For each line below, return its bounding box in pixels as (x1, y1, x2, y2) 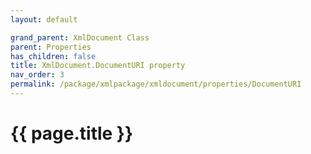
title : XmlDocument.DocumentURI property (10, 61, 186, 71)
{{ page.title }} (10, 122, 134, 145)
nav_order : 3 (10, 70, 65, 80)
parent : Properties (10, 42, 92, 52)
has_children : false (10, 51, 97, 61)
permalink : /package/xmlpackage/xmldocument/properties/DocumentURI (10, 79, 302, 90)
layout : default (10, 14, 78, 25)
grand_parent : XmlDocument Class (10, 32, 150, 43)
